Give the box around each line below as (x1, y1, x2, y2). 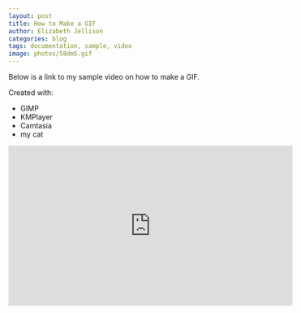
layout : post (8, 11, 53, 20)
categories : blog (8, 34, 67, 43)
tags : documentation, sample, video (8, 42, 132, 50)
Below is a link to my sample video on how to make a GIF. (8, 72, 200, 81)
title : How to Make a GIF (8, 20, 96, 28)
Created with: (8, 88, 54, 98)
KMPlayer (19, 112, 53, 122)
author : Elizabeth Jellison (8, 27, 104, 35)
